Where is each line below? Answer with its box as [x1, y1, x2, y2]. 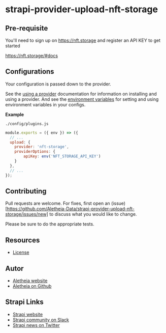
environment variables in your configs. [5, 101, 86, 107]
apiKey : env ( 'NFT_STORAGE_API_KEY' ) [23, 154, 101, 159]
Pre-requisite [5, 24, 48, 33]
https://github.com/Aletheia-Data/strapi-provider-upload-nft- [7, 206, 135, 212]
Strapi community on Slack [12, 317, 70, 323]
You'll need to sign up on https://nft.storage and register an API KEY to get [5, 37, 161, 43]
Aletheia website [12, 277, 48, 284]
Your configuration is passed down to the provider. [5, 80, 112, 87]
